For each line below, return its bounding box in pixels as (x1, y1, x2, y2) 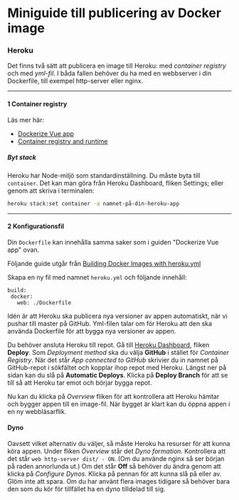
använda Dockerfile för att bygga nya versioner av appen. (7, 326, 176, 335)
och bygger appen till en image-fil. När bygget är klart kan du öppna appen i (7, 400, 230, 408)
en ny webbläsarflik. (7, 407, 67, 415)
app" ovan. (7, 245, 40, 254)
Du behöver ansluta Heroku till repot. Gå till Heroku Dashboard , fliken (7, 340, 210, 349)
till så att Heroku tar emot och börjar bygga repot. (7, 378, 152, 387)
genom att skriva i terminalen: (7, 186, 95, 195)
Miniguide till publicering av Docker (7, 5, 222, 21)
